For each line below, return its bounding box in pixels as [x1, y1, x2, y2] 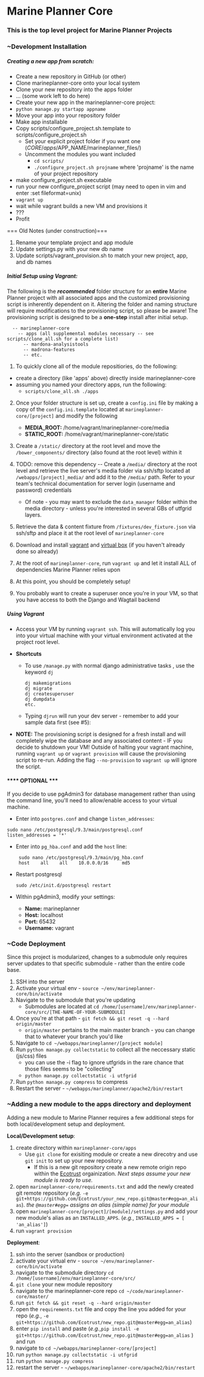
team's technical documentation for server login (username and [15, 480, 175, 487]
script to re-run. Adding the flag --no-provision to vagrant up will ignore [15, 756, 197, 763]
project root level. [15, 638, 60, 645]
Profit [15, 215, 30, 222]
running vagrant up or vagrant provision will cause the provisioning [15, 749, 186, 757]
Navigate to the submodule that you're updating [15, 996, 136, 1004]
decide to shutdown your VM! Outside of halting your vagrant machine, [15, 743, 194, 751]
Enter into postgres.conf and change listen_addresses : [15, 815, 155, 823]
